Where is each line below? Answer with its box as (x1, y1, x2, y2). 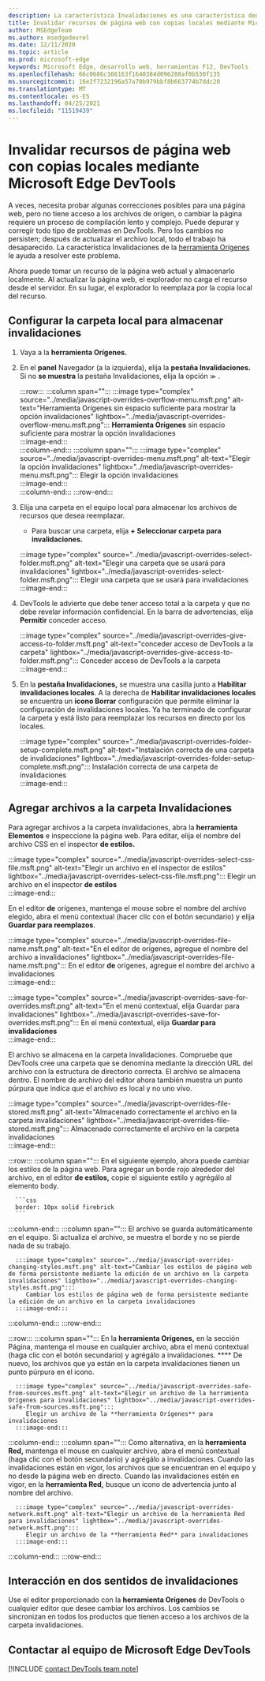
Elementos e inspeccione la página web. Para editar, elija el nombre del (8, 830, 241, 840)
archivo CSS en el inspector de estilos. (8, 839, 136, 848)
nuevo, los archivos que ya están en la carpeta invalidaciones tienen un (8, 1358, 241, 1368)
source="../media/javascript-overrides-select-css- (90, 854, 256, 864)
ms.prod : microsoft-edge (8, 56, 90, 64)
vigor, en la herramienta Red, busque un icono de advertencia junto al (8, 1479, 237, 1488)
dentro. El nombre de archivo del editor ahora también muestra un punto (8, 1075, 243, 1084)
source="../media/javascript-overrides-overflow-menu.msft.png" (19, 395, 231, 404)
